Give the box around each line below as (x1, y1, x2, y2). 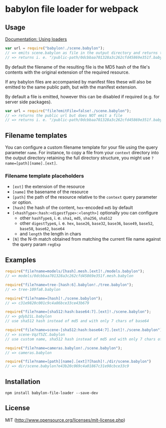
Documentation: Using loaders (5, 36, 67, 42)
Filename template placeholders (5, 172, 84, 179)
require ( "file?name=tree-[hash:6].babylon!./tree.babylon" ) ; (5, 282, 134, 287)
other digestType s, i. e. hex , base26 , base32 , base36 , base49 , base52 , (19, 220, 154, 226)
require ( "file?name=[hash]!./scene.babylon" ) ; (5, 296, 103, 301)
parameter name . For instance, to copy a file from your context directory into (5, 150, 159, 156)
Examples (5, 256, 36, 264)
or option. (12, 199, 33, 206)
